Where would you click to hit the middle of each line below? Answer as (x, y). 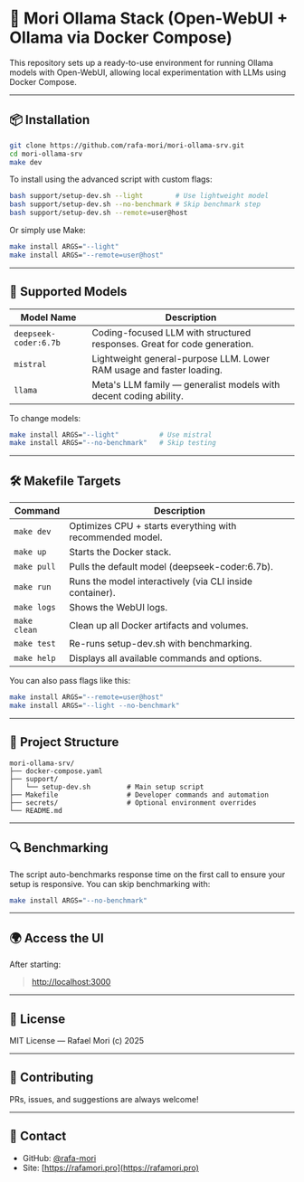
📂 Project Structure (64, 742)
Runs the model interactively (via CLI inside (161, 582)
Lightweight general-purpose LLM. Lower (180, 358)
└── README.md (36, 810)
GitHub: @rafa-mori (59, 1158)
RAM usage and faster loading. (157, 370)
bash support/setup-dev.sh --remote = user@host (99, 213)
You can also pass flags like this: (70, 681)
